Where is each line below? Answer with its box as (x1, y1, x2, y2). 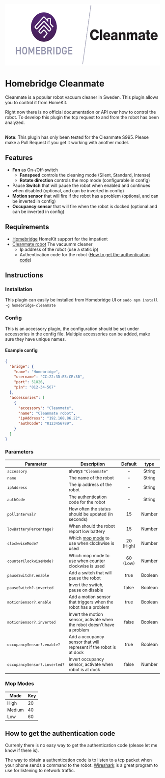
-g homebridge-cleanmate (5, 303, 56, 308)
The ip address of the (68, 481, 112, 488)
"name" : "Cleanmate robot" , (18, 411, 76, 416)
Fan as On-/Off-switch (12, 167, 58, 173)
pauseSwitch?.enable (7, 573, 50, 578)
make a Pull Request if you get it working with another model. (5, 139, 129, 145)
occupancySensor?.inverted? (7, 662, 65, 667)
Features (5, 154, 33, 162)
